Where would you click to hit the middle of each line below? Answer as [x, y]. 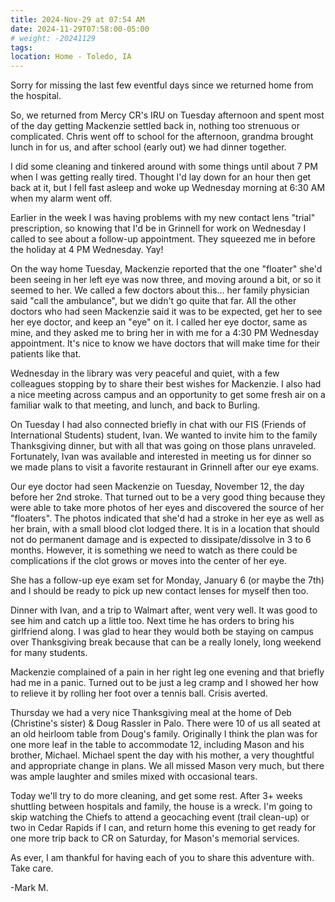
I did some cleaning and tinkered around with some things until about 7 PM [164, 167]
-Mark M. [29, 888]
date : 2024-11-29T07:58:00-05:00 [80, 29]
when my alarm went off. [61, 198]
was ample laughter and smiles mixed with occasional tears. [134, 777]
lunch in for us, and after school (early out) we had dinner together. [148, 147]
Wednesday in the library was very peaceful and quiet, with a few [145, 373]
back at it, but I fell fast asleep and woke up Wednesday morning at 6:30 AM [168, 188]
